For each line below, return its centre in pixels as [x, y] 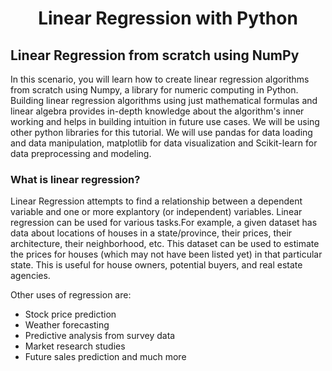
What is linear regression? [75, 179]
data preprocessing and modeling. [81, 153]
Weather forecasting [67, 325]
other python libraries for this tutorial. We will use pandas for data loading [161, 132]
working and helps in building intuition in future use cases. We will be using [165, 121]
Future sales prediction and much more [105, 357]
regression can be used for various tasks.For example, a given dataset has [164, 223]
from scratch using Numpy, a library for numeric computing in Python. [154, 90]
